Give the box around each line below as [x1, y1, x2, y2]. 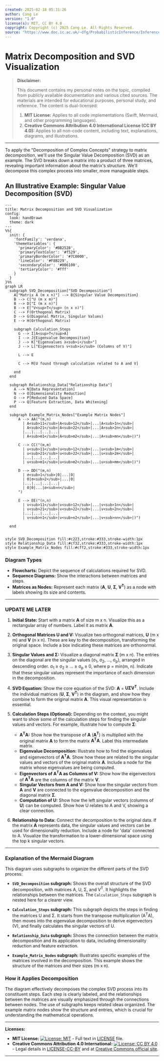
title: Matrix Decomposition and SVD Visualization [5, 207, 112, 212]
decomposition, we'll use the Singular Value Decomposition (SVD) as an [5, 152, 150, 158]
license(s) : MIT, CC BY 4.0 [5, 21, 62, 26]
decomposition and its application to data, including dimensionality [12, 938, 146, 944]
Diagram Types [5, 556, 42, 563]
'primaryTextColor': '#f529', [18, 250, 80, 254]
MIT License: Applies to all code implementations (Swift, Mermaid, [24, 112, 159, 118]
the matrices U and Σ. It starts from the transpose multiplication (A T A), [12, 912, 154, 918]
